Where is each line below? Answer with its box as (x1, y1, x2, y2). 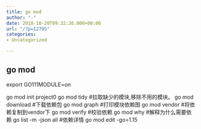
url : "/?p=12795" (6, 25, 50, 32)
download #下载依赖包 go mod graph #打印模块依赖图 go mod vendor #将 (6, 101, 190, 108)
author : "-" (6, 15, 36, 21)
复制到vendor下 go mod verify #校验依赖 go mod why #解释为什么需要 (11, 108, 187, 116)
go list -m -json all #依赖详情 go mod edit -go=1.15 (13, 116, 138, 123)
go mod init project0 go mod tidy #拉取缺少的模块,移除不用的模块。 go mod (6, 93, 194, 101)
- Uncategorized (6, 37, 47, 43)
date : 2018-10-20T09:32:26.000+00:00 (6, 20, 101, 26)
